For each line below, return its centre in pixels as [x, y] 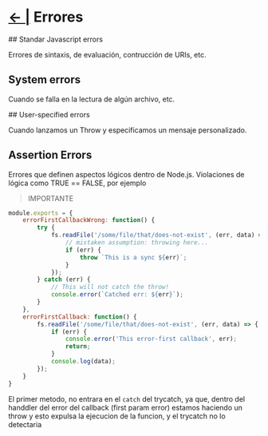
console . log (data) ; [83, 362]
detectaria [25, 424]
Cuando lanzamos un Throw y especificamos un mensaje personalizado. [128, 130]
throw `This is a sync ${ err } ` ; [133, 257]
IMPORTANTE [51, 198]
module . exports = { [41, 213]
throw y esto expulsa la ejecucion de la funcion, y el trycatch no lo [117, 416]
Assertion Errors [50, 155]
